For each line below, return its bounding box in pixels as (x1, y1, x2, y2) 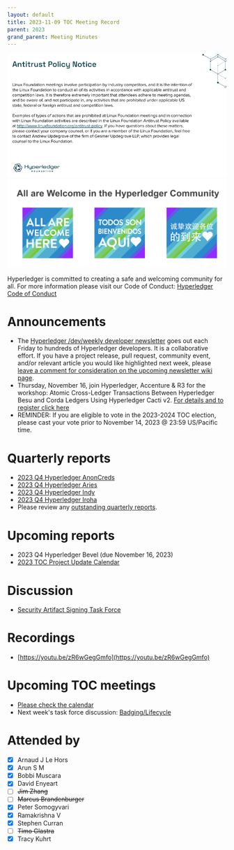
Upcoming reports (7, 527, 115, 543)
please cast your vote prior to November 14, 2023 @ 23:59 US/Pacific (17, 418, 218, 427)
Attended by (7, 733, 80, 749)
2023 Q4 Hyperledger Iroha (17, 496, 97, 504)
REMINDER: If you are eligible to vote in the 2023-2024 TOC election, (17, 411, 217, 419)
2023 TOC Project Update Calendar (17, 558, 120, 566)
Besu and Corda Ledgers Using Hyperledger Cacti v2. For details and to (17, 396, 224, 404)
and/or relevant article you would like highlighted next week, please (17, 359, 211, 367)
